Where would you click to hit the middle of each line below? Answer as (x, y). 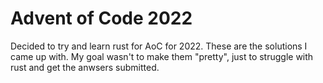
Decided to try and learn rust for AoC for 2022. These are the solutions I (159, 46)
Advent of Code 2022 (101, 18)
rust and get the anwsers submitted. (85, 67)
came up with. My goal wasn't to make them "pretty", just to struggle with (162, 56)
